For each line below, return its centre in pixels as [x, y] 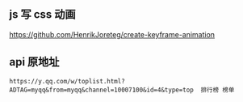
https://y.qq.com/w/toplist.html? [67, 81]
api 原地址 [34, 62]
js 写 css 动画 [42, 15]
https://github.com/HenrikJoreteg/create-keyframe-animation [112, 34]
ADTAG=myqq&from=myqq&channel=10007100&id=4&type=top [102, 90]
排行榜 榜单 [218, 90]
